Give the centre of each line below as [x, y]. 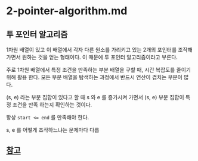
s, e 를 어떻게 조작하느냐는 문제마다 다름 [53, 130]
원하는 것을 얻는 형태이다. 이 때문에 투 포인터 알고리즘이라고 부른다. [100, 57]
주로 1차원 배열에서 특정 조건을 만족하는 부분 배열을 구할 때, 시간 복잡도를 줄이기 [98, 70]
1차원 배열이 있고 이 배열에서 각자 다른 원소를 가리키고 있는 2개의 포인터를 [92, 50]
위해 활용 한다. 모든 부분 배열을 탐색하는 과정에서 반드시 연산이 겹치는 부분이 [95, 77]
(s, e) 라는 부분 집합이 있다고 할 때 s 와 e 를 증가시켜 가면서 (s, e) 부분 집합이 [95, 97]
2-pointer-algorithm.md [67, 11]
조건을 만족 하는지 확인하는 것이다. [52, 105]
